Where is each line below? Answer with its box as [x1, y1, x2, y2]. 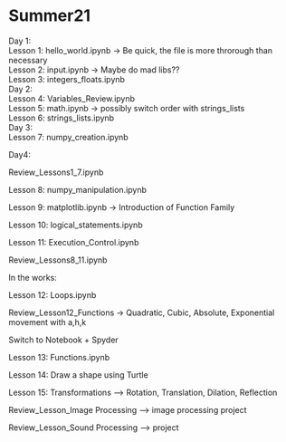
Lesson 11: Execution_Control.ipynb [8, 236, 139, 247]
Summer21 [8, 5, 91, 26]
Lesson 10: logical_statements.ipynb [8, 219, 143, 230]
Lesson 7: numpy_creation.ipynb [8, 131, 129, 142]
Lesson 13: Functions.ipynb [8, 351, 110, 362]
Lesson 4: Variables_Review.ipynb [8, 92, 136, 104]
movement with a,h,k [8, 316, 87, 327]
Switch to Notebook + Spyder [8, 334, 119, 345]
